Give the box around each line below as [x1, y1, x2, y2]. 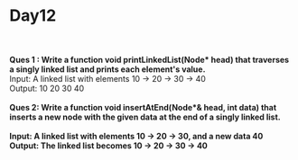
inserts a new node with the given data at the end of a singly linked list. [9, 111, 282, 122]
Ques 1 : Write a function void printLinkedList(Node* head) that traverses [9, 54, 290, 65]
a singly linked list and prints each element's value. [9, 64, 206, 75]
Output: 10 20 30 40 [9, 83, 85, 93]
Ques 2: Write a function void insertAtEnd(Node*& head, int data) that [9, 102, 277, 112]
